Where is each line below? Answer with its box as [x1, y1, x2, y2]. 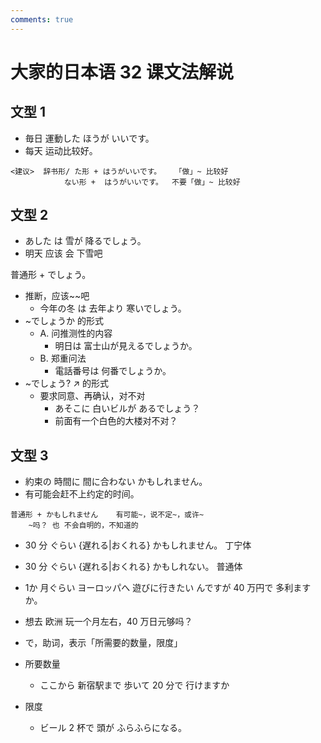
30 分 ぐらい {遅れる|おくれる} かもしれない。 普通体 [24, 561, 243, 573]
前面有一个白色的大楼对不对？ [54, 415, 178, 427]
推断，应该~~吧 [24, 290, 90, 302]
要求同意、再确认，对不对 [39, 390, 146, 402]
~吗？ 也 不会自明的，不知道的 [28, 521, 139, 531]
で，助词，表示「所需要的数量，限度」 [24, 637, 183, 649]
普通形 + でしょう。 [10, 269, 92, 281]
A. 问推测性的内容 [39, 327, 113, 340]
